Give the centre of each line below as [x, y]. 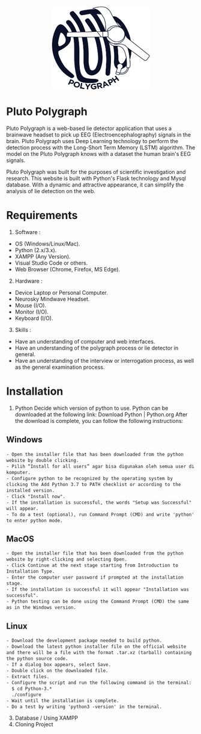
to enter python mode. [34, 520]
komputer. [19, 472]
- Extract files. [28, 677]
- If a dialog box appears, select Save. [59, 665]
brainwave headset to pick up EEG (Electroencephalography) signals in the [98, 134]
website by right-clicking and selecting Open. [67, 560]
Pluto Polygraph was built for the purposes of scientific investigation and [96, 171]
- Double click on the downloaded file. [58, 671]
